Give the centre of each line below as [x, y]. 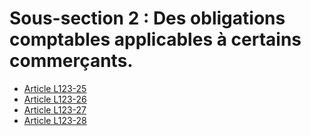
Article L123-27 [55, 109]
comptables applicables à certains [155, 39]
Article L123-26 [55, 99]
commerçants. [71, 61]
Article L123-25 [55, 88]
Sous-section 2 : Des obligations [147, 18]
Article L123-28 [55, 120]
